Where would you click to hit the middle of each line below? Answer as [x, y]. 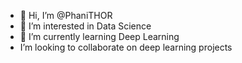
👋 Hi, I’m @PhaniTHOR [66, 15]
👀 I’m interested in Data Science [85, 26]
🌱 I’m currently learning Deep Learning [99, 36]
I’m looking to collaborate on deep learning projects [126, 47]
